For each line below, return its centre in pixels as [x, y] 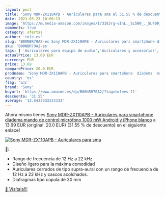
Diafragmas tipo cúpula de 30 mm [47, 180]
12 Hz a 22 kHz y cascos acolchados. [50, 174]
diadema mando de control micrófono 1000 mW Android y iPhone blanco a [81, 120]
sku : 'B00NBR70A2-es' [27, 46]
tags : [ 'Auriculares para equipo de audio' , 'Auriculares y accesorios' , [82, 50]
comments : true [21, 28]
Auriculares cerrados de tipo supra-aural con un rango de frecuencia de [85, 169]
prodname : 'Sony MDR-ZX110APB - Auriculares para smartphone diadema [79, 74]
